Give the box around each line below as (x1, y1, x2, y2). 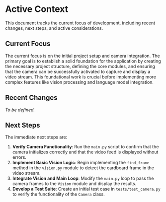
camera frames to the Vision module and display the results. (12, 181, 137, 187)
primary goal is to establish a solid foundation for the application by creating (5, 58, 162, 64)
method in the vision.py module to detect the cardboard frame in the (12, 165, 154, 171)
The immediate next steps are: (5, 134, 68, 140)
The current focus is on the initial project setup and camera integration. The (5, 53, 160, 59)
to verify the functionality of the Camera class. (12, 191, 105, 197)
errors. (12, 154, 26, 160)
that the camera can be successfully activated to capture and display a (5, 68, 151, 74)
